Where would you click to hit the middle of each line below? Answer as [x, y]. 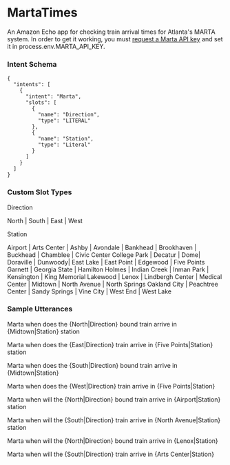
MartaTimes [42, 13]
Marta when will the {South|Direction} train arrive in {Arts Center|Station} [111, 454]
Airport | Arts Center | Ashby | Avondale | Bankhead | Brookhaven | [102, 247]
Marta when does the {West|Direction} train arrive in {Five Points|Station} [111, 386]
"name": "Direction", [69, 115]
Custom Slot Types [40, 192]
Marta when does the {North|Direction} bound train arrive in [92, 324]
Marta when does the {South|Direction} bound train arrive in [92, 365]
